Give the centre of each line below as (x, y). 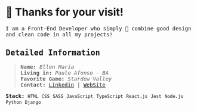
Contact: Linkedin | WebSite (63, 85)
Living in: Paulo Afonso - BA (64, 73)
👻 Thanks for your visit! (64, 12)
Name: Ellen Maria (47, 67)
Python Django (23, 102)
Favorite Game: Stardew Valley (66, 79)
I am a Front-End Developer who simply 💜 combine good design (98, 28)
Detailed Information (53, 53)
